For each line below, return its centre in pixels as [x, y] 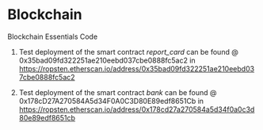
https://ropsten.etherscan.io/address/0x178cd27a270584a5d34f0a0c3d [137, 109]
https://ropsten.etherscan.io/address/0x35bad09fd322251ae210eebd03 [137, 68]
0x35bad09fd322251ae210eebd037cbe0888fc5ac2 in [107, 60]
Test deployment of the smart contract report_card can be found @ [128, 52]
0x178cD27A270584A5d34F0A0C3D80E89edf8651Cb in [111, 101]
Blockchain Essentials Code [53, 36]
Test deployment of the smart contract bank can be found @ [118, 92]
